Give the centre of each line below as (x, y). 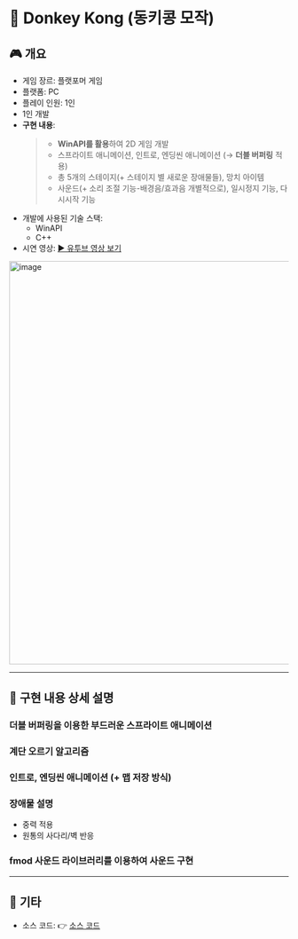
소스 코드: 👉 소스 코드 (61, 925)
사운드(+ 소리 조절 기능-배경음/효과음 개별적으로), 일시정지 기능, (168, 188)
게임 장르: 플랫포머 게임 (63, 80)
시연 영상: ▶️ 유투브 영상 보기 (72, 248)
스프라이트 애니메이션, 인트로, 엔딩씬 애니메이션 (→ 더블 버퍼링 (165, 155)
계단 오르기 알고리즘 (49, 752)
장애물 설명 (31, 804)
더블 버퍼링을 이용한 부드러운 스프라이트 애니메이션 (111, 726)
